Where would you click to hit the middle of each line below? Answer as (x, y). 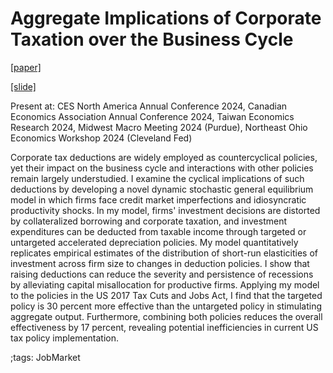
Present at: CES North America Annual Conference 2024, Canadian (149, 106)
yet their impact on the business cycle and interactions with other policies (162, 168)
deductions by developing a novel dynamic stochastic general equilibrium (162, 189)
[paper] (26, 67)
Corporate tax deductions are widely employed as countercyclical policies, (164, 157)
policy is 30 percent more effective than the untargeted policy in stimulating (166, 306)
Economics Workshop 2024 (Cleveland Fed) (101, 138)
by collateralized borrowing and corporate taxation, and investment (149, 221)
